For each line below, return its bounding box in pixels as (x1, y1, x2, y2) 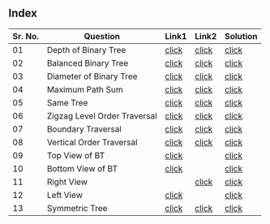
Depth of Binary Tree (46, 44, 126, 55)
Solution (224, 30, 258, 41)
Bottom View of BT (46, 162, 118, 174)
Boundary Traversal (46, 123, 122, 135)
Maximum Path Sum (46, 84, 123, 95)
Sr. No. (12, 30, 39, 41)
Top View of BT (46, 149, 105, 161)
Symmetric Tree (46, 202, 108, 213)
